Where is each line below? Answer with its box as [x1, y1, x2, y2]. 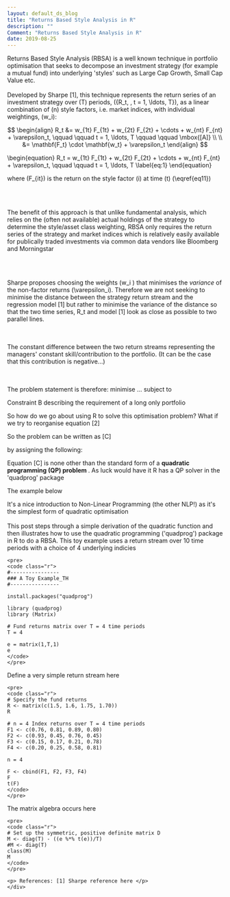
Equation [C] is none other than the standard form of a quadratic [7, 459, 190, 467]
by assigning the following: [7, 446, 83, 454]
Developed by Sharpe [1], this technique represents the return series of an [7, 91, 216, 99]
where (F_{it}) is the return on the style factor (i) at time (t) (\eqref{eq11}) [7, 174, 212, 182]
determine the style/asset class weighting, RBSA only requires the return [7, 223, 212, 231]
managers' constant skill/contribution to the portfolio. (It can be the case [7, 350, 212, 359]
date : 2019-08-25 [7, 36, 57, 43]
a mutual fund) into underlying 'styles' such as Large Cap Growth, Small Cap [7, 69, 223, 77]
